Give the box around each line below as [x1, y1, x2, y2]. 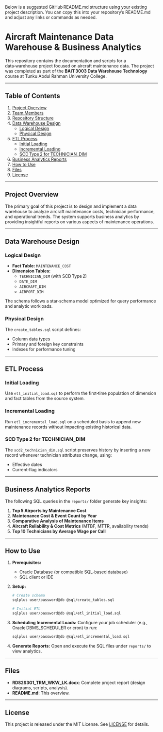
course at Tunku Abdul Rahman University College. [5, 73, 107, 79]
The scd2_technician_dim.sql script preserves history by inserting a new [5, 447, 151, 453]
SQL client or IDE [19, 574, 53, 580]
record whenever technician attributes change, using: [5, 452, 112, 458]
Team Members [12, 110, 44, 116]
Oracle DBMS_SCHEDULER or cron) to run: [12, 625, 98, 631]
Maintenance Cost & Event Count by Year [12, 513, 97, 518]
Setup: [12, 583, 26, 589]
